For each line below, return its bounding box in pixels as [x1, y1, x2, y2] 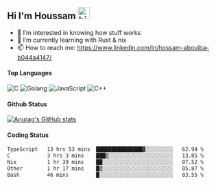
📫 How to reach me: [16, 43, 76, 51]
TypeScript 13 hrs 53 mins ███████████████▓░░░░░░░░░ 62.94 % [7, 146, 204, 153]
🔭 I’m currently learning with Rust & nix [16, 36, 127, 44]
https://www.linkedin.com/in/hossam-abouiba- [77, 43, 210, 51]
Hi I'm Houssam [7, 10, 77, 22]
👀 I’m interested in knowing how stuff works [16, 28, 141, 36]
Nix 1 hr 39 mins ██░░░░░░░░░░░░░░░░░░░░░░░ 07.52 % [7, 159, 204, 166]
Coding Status [7, 131, 49, 139]
